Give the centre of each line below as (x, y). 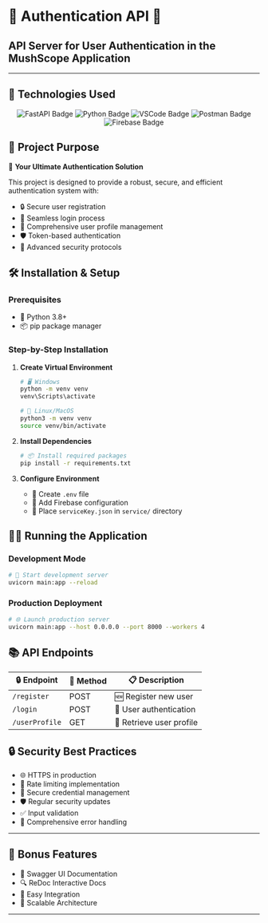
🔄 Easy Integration (50, 894)
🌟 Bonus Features (53, 855)
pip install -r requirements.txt (75, 463)
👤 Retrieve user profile (156, 722)
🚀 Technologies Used (62, 95)
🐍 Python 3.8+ (43, 317)
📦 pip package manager (61, 326)
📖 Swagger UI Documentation (69, 873)
